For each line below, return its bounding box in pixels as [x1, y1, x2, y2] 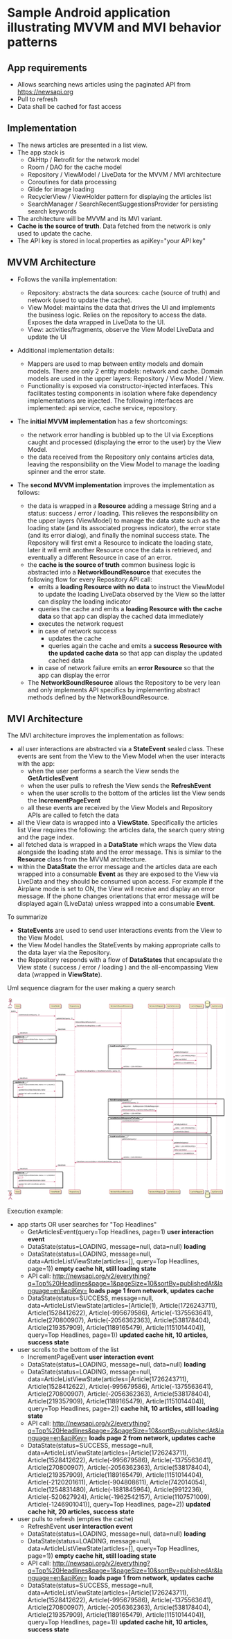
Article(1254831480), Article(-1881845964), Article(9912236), [27, 1485, 204, 1493]
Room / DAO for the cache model [27, 163, 123, 171]
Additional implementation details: [17, 346, 114, 354]
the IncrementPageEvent [27, 796, 101, 805]
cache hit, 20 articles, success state [27, 1507, 135, 1516]
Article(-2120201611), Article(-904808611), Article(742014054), [27, 1478, 207, 1486]
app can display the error [37, 671, 110, 679]
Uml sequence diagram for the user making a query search [7, 984, 176, 992]
